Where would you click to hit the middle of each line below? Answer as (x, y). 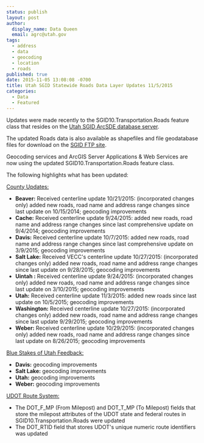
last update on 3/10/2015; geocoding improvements (80, 289)
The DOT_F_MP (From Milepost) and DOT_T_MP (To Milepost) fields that (105, 407)
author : (16, 23)
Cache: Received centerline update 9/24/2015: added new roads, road (104, 218)
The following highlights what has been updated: (68, 175)
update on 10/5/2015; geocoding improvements (74, 302)
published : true (27, 74)
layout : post (23, 18)
